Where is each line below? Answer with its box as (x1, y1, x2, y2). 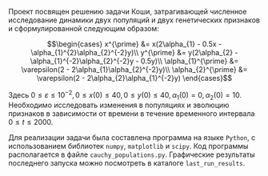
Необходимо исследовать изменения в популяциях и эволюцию (8, 100, 230, 110)
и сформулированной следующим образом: (8, 24, 160, 33)
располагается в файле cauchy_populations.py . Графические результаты (8, 150, 256, 159)
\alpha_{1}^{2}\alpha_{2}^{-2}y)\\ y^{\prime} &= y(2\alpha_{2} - (30, 48, 238, 57)
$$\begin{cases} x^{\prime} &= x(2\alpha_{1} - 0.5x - (46, 39, 222, 49)
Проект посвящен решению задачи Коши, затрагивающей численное (8, 7, 247, 16)
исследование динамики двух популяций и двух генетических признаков (8, 15, 260, 25)
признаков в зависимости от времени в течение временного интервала (8, 109, 255, 118)
